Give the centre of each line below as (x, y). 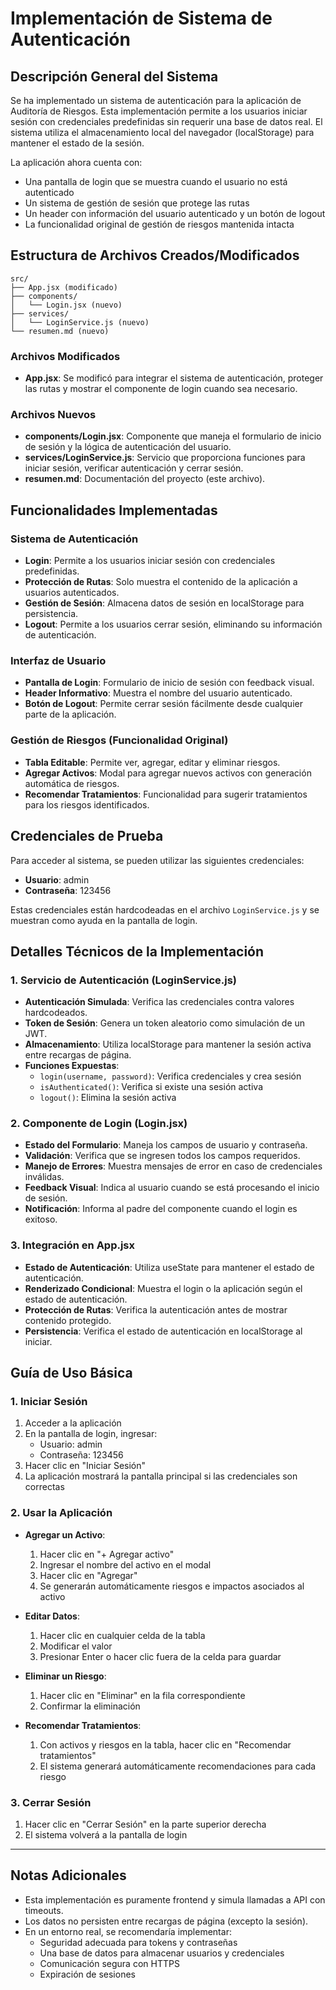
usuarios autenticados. (72, 593)
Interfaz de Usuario (58, 661)
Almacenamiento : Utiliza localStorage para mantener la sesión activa (168, 1044)
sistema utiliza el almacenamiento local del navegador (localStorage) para (162, 132)
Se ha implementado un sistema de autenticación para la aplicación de (156, 100)
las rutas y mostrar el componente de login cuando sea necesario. (161, 389)
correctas (44, 1487)
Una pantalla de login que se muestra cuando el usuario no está (156, 181)
